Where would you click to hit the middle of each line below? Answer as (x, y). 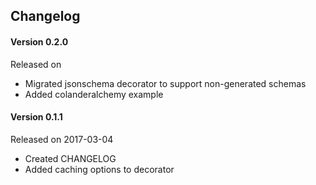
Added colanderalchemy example (94, 94)
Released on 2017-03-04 (62, 139)
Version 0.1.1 (36, 117)
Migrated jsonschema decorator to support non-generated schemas (165, 83)
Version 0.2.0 (39, 41)
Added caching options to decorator (99, 169)
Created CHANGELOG (70, 158)
